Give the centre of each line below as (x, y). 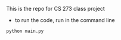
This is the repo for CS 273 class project (56, 9)
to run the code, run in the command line (65, 20)
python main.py (25, 31)
